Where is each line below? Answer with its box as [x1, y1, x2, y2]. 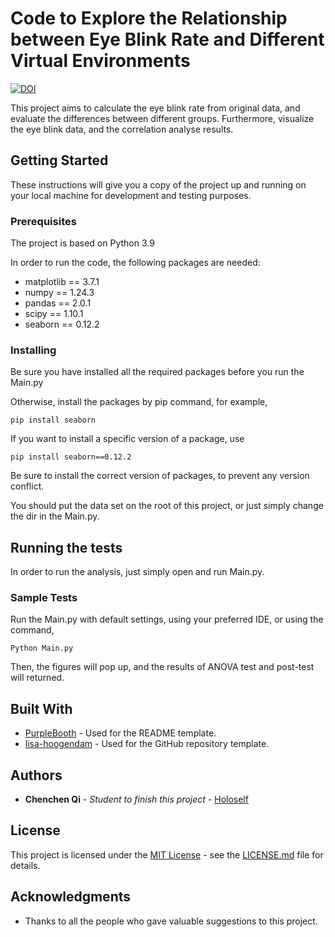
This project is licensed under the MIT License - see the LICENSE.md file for [10, 848, 324, 861]
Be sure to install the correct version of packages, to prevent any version [10, 470, 310, 482]
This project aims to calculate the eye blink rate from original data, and [10, 102, 301, 114]
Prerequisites [10, 214, 77, 228]
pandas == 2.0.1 [24, 297, 92, 309]
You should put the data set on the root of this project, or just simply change [10, 500, 324, 512]
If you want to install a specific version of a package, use [10, 433, 245, 445]
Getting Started [10, 152, 109, 169]
